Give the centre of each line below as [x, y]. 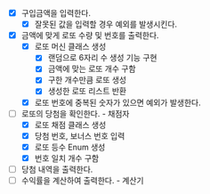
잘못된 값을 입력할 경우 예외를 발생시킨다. [106, 24]
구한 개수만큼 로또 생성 [87, 80]
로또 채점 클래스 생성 [70, 125]
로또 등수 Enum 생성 [70, 147]
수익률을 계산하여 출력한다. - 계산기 [82, 180]
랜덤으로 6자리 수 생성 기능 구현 [102, 58]
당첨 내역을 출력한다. [57, 169]
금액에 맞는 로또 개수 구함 [92, 69]
